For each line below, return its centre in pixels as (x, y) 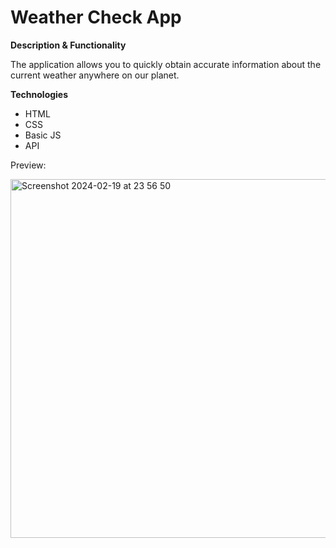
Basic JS (43, 135)
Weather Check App (96, 17)
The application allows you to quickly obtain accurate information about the (166, 64)
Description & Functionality (68, 45)
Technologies (39, 94)
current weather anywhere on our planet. (95, 75)
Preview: (28, 165)
